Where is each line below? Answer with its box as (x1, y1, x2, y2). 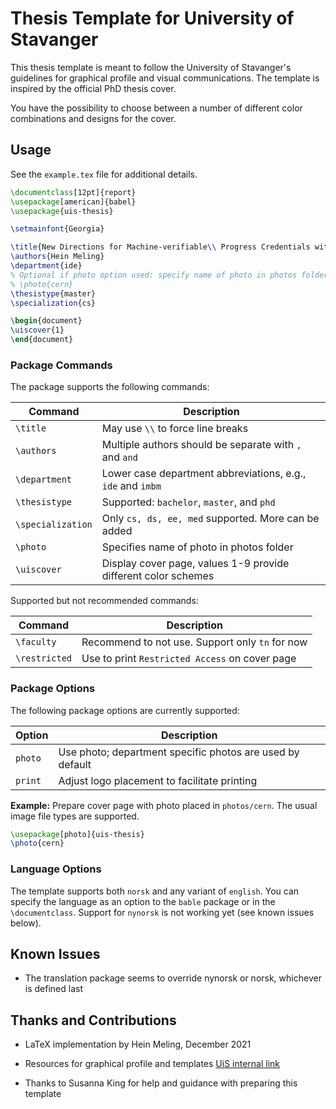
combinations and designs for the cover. (10, 112, 177, 124)
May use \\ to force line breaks (101, 422, 249, 436)
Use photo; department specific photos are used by (58, 745, 300, 759)
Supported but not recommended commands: (10, 595, 199, 607)
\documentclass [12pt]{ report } (10, 187, 137, 197)
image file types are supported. (10, 810, 140, 822)
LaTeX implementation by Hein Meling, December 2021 (24, 1038, 252, 1051)
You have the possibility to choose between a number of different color (10, 102, 303, 114)
